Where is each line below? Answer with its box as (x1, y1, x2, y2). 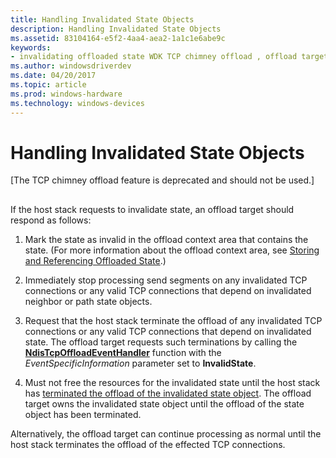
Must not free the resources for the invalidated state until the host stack (24, 376, 321, 388)
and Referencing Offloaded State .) (24, 254, 167, 266)
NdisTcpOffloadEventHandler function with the (24, 346, 222, 358)
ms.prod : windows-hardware (10, 89, 123, 99)
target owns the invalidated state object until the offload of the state (24, 397, 305, 410)
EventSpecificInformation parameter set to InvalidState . (24, 357, 257, 369)
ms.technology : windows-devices (10, 98, 145, 108)
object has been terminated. (24, 408, 142, 420)
